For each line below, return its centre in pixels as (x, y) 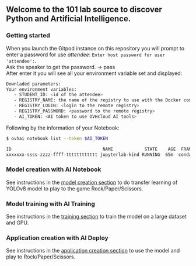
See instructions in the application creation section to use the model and (93, 251)
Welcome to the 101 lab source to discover (84, 10)
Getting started (28, 36)
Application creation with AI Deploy (57, 238)
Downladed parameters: (34, 84)
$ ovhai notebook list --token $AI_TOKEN (57, 138)
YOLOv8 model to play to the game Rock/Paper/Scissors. (75, 188)
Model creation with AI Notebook (54, 169)
